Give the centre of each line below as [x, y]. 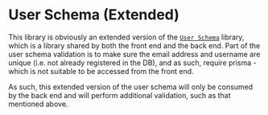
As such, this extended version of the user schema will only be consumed [131, 87]
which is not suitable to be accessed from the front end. [101, 71]
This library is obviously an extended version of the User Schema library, [126, 37]
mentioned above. [38, 104]
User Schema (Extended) [94, 15]
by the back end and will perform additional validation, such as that [120, 95]
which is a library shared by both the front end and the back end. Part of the [134, 45]
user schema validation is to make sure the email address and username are [134, 54]
